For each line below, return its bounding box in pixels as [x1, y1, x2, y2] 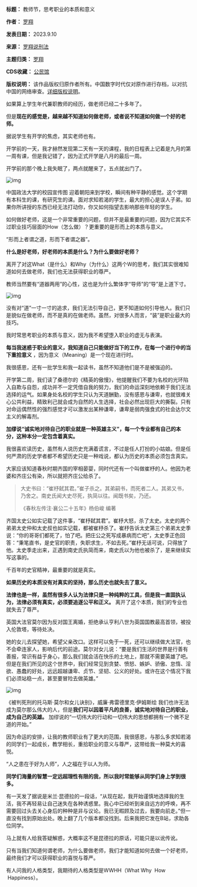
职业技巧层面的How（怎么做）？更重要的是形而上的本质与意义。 [11, 223, 167, 230]
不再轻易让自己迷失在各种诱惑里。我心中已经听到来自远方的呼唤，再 [21, 800, 186, 807]
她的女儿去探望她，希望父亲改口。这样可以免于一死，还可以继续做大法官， [6, 638, 186, 645]
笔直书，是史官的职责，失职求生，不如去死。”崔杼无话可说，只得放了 [23, 539, 188, 546]
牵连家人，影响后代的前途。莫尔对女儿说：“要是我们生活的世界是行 [16, 646, 178, 652]
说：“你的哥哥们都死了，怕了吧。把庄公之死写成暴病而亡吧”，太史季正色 [6, 532, 181, 539]
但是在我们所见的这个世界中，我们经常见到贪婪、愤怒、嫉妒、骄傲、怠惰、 [6, 660, 186, 667]
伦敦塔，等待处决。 [11, 626, 57, 633]
